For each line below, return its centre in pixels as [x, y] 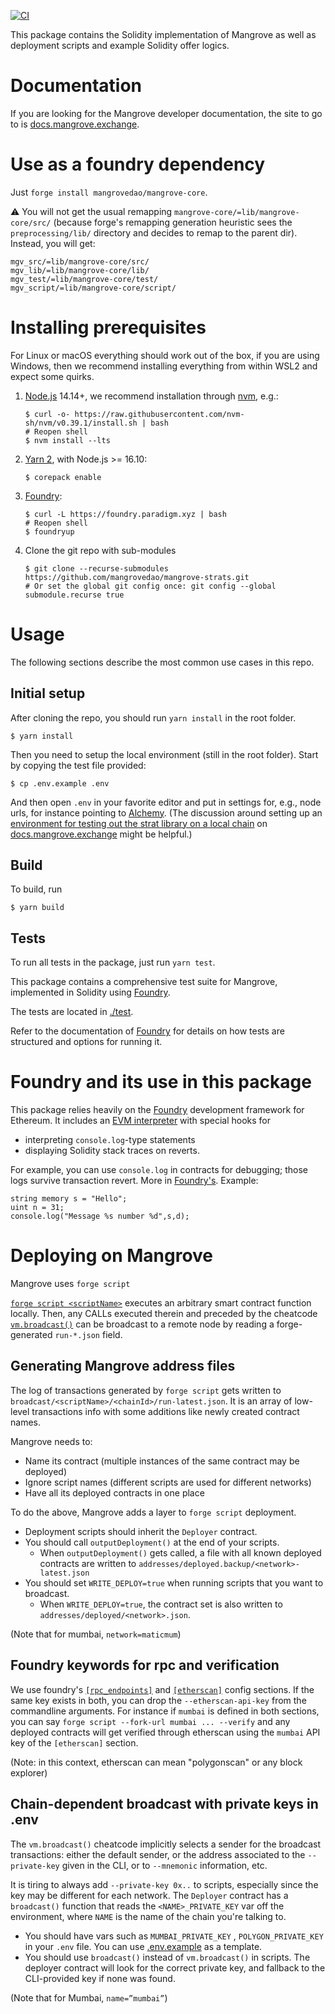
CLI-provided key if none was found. [100, 1978]
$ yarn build [37, 908]
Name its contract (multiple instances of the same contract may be [162, 1461]
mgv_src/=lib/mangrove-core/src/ [80, 261]
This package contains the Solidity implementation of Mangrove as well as [163, 34]
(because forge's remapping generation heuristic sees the [173, 222]
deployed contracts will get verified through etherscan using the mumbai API [165, 1732]
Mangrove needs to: [51, 1441]
